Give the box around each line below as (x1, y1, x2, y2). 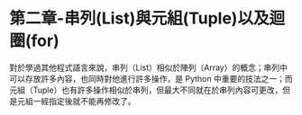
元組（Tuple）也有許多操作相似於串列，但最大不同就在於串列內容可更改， (9, 84, 283, 95)
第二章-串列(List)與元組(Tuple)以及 (9, 8, 270, 29)
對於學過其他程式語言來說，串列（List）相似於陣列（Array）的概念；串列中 (9, 62, 288, 73)
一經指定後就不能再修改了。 (32, 95, 136, 106)
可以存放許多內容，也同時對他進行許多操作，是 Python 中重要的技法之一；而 (9, 73, 293, 84)
